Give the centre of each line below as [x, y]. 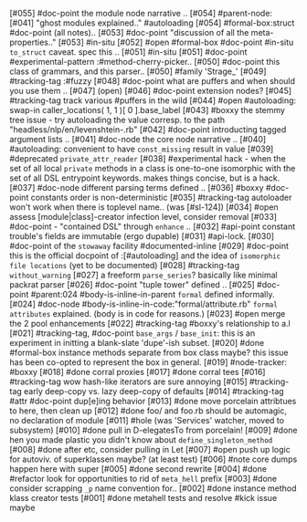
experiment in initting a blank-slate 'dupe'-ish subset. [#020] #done [137, 343]
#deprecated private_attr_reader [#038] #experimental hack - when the [148, 158]
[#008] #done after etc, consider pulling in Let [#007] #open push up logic [150, 449]
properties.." [33, 42]
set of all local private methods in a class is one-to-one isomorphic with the [153, 168]
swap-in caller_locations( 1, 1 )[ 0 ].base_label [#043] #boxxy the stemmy [148, 110]
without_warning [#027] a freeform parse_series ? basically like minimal [143, 275]
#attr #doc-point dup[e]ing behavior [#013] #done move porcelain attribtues [153, 401]
